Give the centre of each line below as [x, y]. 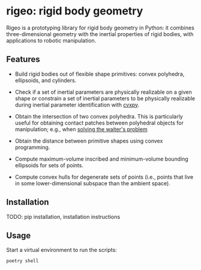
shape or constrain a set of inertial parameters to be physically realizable [105, 98]
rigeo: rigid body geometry [75, 11]
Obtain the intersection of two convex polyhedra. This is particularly [99, 116]
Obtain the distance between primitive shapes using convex [89, 141]
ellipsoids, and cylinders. [46, 80]
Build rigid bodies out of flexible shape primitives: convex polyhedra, [100, 74]
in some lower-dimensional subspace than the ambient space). [93, 183]
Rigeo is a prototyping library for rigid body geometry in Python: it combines [100, 28]
